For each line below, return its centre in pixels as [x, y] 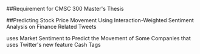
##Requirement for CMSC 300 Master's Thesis [65, 9]
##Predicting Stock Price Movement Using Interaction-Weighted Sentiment [100, 20]
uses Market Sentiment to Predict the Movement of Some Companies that [99, 38]
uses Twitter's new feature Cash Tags [54, 45]
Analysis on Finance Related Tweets [51, 27]
